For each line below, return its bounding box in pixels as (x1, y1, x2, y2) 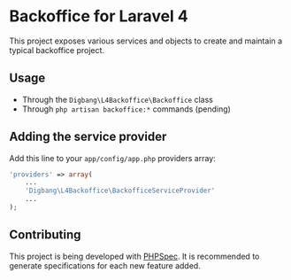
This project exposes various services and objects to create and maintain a (9, 35, 283, 46)
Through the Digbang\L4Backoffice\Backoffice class (21, 94, 214, 105)
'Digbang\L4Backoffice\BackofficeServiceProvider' (25, 186, 216, 196)
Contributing (9, 228, 81, 243)
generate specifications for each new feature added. (9, 260, 201, 271)
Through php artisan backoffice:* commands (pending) (21, 104, 232, 114)
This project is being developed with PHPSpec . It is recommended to (9, 251, 260, 261)
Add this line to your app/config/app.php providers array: (9, 152, 217, 163)
